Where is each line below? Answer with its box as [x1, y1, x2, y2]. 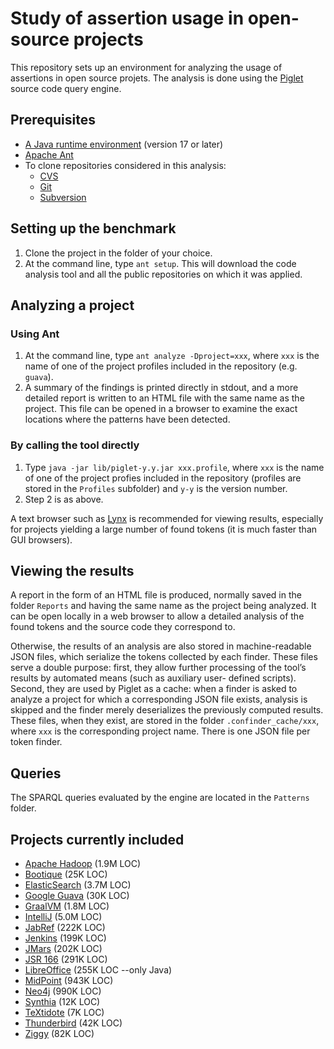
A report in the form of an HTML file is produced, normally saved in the [10, 589, 302, 601]
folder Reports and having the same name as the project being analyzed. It [10, 600, 317, 612]
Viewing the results [10, 562, 135, 579]
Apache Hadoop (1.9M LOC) [24, 857, 142, 869]
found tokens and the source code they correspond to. [10, 621, 236, 633]
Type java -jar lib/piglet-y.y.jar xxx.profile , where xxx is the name [24, 461, 325, 473]
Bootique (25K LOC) [24, 868, 108, 880]
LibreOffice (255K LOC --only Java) [24, 963, 173, 976]
